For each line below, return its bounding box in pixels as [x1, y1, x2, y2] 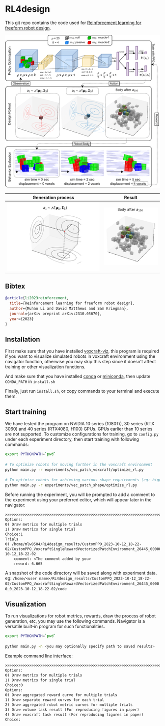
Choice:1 [5, 532, 23, 537]
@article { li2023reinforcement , [5, 296, 69, 301]
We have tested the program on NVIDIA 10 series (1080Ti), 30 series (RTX [5, 421, 155, 427]
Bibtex [5, 282, 26, 290]
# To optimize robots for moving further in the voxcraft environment [5, 462, 153, 467]
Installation [5, 335, 40, 344]
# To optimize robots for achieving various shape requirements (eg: [5, 478, 151, 483]
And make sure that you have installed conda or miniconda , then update [5, 374, 151, 379]
